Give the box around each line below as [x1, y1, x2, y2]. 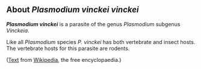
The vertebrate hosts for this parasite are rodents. [6, 45, 130, 52]
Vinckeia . [6, 27, 29, 34]
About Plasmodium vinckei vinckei [6, 5, 140, 15]
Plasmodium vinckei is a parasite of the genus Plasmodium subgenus [6, 20, 181, 27]
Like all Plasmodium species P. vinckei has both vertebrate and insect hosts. [6, 38, 196, 45]
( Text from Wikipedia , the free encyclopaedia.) [6, 56, 122, 63]
